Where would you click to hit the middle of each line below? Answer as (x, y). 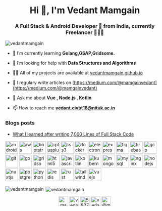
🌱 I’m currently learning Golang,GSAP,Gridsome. (64, 53)
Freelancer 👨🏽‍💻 (85, 32)
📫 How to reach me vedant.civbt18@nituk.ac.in (64, 108)
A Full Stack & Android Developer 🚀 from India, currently (85, 26)
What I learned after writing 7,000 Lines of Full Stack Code (73, 134)
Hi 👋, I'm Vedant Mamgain (85, 10)
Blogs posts (20, 123)
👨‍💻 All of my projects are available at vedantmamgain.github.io (77, 73)
